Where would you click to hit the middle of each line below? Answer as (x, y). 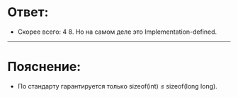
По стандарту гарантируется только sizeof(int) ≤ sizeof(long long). (117, 86)
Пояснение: (44, 67)
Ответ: (28, 12)
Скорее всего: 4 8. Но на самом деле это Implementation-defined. (117, 32)
